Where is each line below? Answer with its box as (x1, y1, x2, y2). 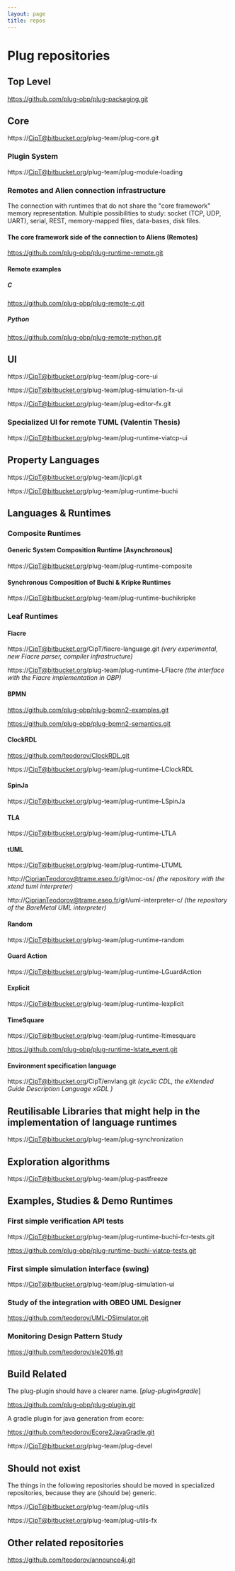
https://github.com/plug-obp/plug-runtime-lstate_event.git (7, 1045, 178, 1053)
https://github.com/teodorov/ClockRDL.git (7, 751, 130, 759)
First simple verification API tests (7, 1217, 124, 1226)
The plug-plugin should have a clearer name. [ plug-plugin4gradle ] (7, 1387, 201, 1395)
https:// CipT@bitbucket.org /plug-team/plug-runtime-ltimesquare (7, 1032, 196, 1040)
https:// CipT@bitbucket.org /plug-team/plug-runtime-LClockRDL (7, 765, 194, 773)
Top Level (7, 76, 51, 88)
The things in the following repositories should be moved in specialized (7, 1481, 214, 1489)
